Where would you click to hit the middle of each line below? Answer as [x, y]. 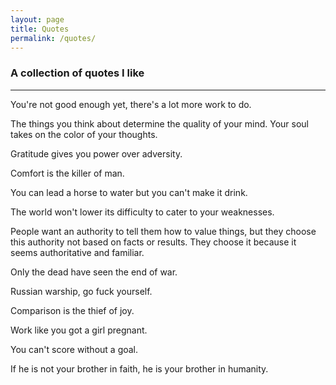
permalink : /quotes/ [53, 38]
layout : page [37, 19]
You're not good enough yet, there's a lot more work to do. [131, 104]
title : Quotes [40, 29]
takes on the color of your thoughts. [84, 134]
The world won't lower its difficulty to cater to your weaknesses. [142, 212]
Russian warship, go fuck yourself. [81, 291]
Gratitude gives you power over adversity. [96, 153]
